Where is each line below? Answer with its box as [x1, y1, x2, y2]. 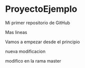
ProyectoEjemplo [5, 3, 78, 15]
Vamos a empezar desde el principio [5, 38, 81, 45]
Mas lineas [5, 29, 27, 35]
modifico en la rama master [5, 58, 61, 64]
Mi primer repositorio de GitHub [5, 20, 71, 26]
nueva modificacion [5, 48, 46, 54]
